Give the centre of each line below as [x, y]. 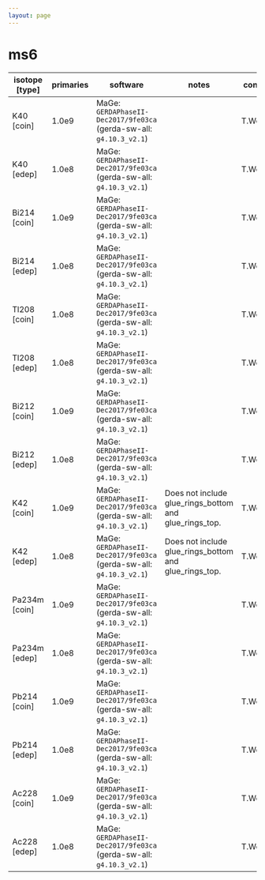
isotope [28, 80]
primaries [70, 85]
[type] [28, 89]
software [127, 85]
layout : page [30, 15]
